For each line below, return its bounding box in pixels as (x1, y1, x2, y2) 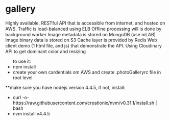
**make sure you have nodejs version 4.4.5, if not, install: (5, 84, 126, 90)
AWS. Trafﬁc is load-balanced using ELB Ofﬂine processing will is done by (5, 26, 162, 32)
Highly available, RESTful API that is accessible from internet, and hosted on (5, 20, 165, 26)
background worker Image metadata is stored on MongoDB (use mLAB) (5, 31, 156, 37)
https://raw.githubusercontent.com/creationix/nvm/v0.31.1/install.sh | (12, 100, 157, 106)
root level (12, 75, 33, 81)
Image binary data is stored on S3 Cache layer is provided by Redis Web (5, 37, 157, 43)
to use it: (12, 58, 32, 64)
